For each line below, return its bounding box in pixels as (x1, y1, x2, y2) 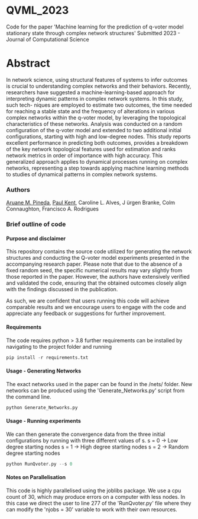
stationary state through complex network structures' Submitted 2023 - (6, 29, 180, 36)
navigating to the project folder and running (6, 343, 112, 350)
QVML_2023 (6, 4, 69, 17)
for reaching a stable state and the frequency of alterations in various (6, 107, 175, 114)
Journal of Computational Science (6, 36, 90, 43)
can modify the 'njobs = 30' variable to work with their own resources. (6, 505, 177, 513)
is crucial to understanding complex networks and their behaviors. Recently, (6, 82, 191, 90)
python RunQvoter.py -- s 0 (6, 461, 73, 467)
